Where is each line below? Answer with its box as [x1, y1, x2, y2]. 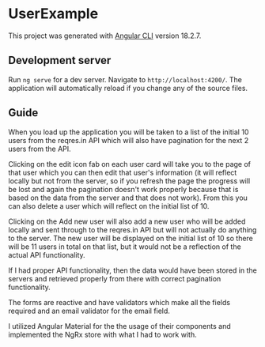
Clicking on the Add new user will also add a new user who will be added [8, 217, 246, 226]
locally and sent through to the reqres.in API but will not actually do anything [8, 224, 257, 234]
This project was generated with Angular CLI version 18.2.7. [8, 31, 202, 40]
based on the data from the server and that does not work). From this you [8, 193, 248, 202]
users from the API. [8, 144, 71, 153]
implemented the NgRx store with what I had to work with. [8, 330, 197, 339]
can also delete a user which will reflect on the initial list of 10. [8, 201, 210, 210]
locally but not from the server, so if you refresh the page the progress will [8, 175, 251, 186]
